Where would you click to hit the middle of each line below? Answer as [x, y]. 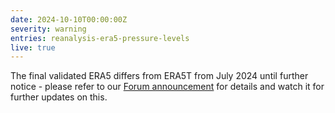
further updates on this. [59, 97]
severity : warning [48, 29]
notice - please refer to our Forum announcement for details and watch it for [167, 87]
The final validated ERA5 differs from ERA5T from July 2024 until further [159, 76]
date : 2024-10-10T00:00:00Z [69, 19]
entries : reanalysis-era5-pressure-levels [100, 38]
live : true [33, 47]
